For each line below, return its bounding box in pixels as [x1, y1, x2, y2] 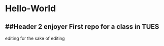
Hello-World [5, 3, 56, 14]
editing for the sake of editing [5, 35, 65, 41]
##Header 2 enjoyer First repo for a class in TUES [5, 23, 159, 31]
